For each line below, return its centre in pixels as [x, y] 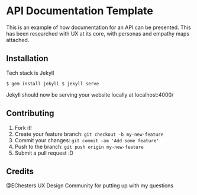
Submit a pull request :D [44, 153]
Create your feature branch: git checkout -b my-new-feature [89, 134]
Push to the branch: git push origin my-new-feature [79, 146]
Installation [27, 58]
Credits [20, 171]
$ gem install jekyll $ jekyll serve [53, 84]
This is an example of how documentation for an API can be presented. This [98, 27]
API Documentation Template [80, 11]
